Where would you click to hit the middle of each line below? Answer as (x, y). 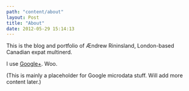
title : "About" (26, 23)
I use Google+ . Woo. (32, 64)
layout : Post (23, 17)
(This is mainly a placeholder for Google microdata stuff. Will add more (95, 75)
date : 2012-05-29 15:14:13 (40, 29)
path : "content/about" (35, 12)
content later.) (24, 82)
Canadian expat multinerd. (40, 52)
